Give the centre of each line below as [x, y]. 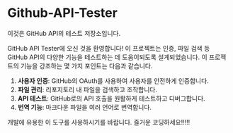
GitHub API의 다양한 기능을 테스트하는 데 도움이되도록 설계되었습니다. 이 [107, 57]
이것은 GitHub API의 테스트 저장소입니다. [64, 33]
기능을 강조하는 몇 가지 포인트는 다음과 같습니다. [86, 65]
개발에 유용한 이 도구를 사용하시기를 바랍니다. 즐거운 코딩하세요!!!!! [99, 122]
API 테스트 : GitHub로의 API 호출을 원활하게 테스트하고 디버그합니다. [111, 98]
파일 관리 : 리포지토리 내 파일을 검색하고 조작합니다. [87, 89]
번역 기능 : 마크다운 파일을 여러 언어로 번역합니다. [85, 107]
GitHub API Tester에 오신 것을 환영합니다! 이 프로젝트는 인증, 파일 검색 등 [109, 48]
